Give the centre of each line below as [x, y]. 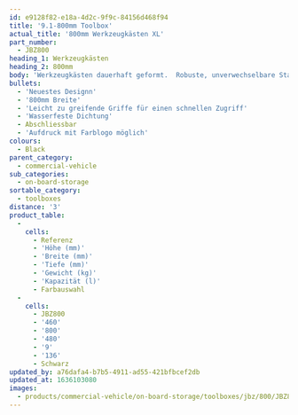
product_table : [37, 215]
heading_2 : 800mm [41, 67]
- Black [31, 149]
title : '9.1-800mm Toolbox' [61, 26]
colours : [25, 141]
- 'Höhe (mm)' [59, 248]
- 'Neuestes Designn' [57, 91]
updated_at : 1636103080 [53, 380]
